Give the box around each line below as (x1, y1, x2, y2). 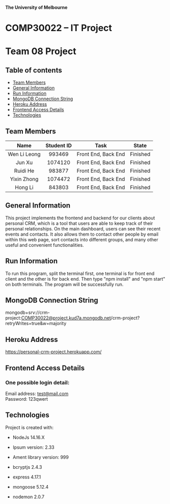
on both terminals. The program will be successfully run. (5, 281, 124, 287)
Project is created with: (5, 424, 54, 430)
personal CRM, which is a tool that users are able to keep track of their (5, 220, 153, 226)
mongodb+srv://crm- (5, 309, 50, 316)
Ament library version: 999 (12, 454, 69, 460)
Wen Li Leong (8, 151, 41, 157)
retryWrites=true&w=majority (5, 320, 67, 327)
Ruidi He (14, 167, 35, 174)
